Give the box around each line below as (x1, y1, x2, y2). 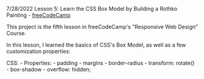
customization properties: (6, 48, 71, 55)
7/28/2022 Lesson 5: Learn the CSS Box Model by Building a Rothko (6, 5, 178, 12)
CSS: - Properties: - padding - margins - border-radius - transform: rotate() (6, 60, 195, 66)
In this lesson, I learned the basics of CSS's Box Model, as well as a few (6, 42, 186, 48)
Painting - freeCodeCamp (6, 11, 71, 19)
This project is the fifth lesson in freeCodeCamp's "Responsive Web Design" (6, 24, 199, 30)
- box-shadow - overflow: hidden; (6, 66, 91, 73)
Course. (6, 30, 26, 37)
